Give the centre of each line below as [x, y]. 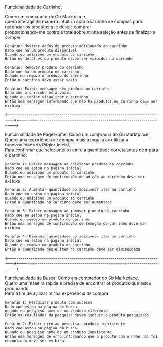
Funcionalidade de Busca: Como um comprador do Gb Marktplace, [72, 278]
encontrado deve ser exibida [35, 341]
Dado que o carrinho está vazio [38, 93]
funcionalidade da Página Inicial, [37, 145]
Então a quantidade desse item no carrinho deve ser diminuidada [72, 249]
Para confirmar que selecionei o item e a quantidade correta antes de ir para [81, 150]
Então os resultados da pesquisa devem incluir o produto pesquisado [77, 315]
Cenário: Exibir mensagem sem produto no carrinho [57, 89]
